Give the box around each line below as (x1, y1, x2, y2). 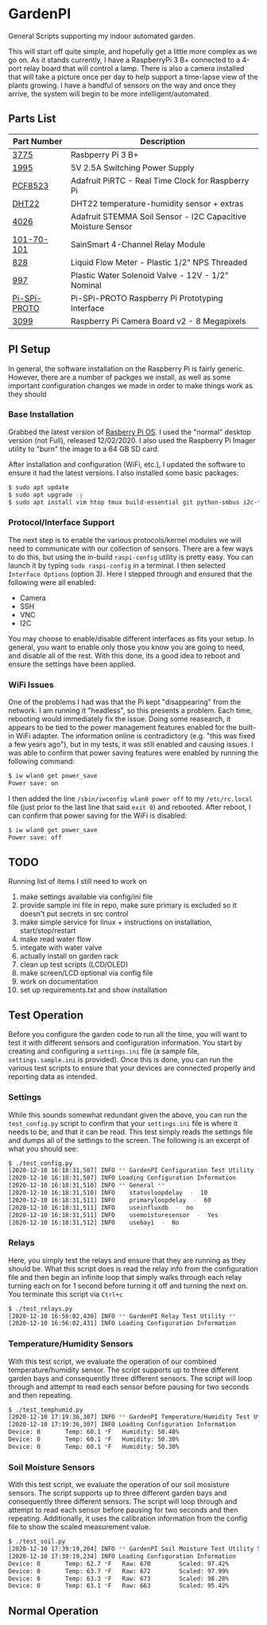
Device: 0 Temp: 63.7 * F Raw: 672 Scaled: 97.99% (8, 1567, 229, 1575)
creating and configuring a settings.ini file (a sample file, (8, 1046, 200, 1056)
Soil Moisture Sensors (8, 1462, 95, 1473)
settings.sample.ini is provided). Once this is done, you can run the (8, 1055, 233, 1065)
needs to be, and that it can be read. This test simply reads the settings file (8, 1127, 253, 1136)
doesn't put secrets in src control (19, 909, 129, 919)
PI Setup (8, 343, 51, 356)
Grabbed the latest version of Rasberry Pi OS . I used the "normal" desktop (8, 427, 252, 437)
